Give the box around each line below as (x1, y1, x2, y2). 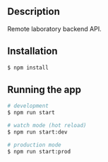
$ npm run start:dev (7, 128, 68, 136)
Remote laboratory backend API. (7, 24, 102, 33)
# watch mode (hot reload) (7, 122, 87, 129)
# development (7, 102, 49, 109)
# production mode (7, 141, 61, 148)
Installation (7, 45, 58, 58)
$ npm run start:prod (7, 148, 71, 155)
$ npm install (7, 64, 49, 71)
